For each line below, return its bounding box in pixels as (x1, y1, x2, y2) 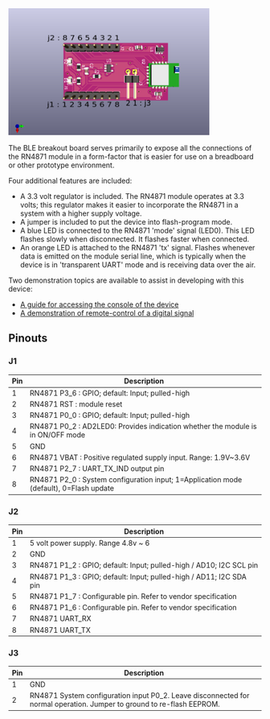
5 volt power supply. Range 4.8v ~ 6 (29, 538, 150, 548)
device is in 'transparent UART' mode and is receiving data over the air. (19, 260, 256, 270)
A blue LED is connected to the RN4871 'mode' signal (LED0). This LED (19, 225, 255, 236)
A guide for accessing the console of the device (19, 300, 179, 309)
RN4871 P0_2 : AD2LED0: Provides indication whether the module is (29, 422, 257, 432)
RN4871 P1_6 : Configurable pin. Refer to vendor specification (29, 603, 237, 613)
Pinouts (8, 332, 48, 345)
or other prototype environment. (8, 160, 115, 170)
